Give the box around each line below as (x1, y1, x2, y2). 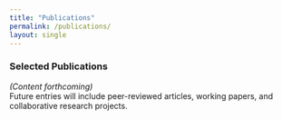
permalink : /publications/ (9, 22, 112, 31)
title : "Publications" (9, 13, 95, 23)
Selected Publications (9, 60, 109, 73)
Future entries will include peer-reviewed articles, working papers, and (9, 90, 274, 101)
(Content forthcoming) (9, 81, 93, 92)
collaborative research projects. (9, 100, 129, 111)
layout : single (9, 30, 67, 39)
